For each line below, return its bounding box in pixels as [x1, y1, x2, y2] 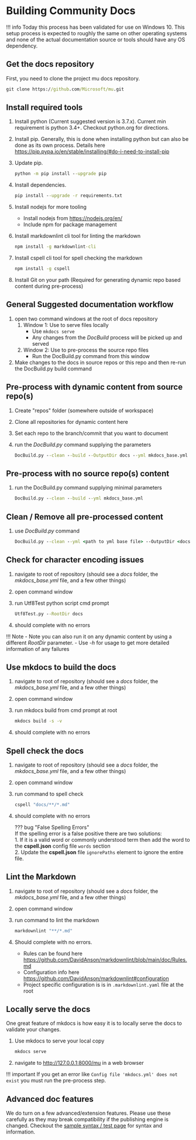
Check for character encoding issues [6, 555, 145, 565]
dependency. [6, 42, 38, 49]
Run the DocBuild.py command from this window [32, 352, 150, 359]
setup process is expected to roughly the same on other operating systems [6, 29, 187, 36]
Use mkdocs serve [32, 328, 75, 335]
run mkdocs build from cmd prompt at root [14, 707, 118, 714]
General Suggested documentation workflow [6, 299, 174, 309]
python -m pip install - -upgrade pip [14, 171, 107, 177]
